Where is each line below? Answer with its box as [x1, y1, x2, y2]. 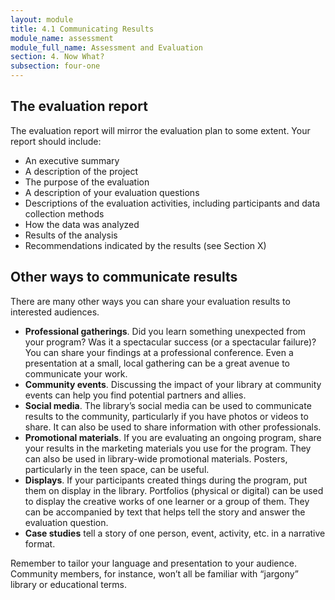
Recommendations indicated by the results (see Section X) [24, 239, 267, 251]
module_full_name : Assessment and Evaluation [10, 42, 203, 53]
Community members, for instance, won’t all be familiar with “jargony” [10, 567, 299, 580]
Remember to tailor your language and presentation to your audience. [10, 557, 297, 569]
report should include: [10, 135, 102, 147]
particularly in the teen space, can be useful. [24, 463, 210, 475]
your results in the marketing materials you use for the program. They [24, 442, 312, 454]
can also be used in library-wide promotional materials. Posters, [24, 452, 288, 465]
